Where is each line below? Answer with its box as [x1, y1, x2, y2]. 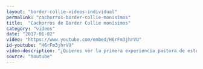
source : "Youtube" [6, 53, 53, 59]
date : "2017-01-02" [6, 31, 56, 37]
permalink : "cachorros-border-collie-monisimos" [6, 14, 131, 20]
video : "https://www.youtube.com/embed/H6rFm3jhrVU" [6, 37, 142, 43]
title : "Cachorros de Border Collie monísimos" [6, 20, 131, 26]
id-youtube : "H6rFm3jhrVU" [6, 43, 74, 49]
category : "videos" [6, 25, 56, 32]
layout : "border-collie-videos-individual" [6, 8, 118, 15]
